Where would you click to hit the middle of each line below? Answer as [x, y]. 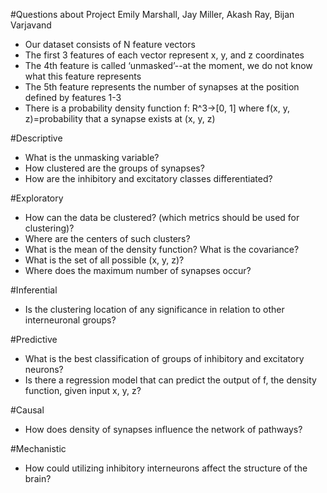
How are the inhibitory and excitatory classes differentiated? [148, 178]
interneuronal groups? [70, 320]
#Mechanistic [38, 448]
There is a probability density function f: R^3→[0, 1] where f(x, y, [157, 108]
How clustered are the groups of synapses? [114, 168]
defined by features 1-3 [73, 97]
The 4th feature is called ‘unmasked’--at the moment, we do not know [168, 65]
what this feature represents [83, 76]
